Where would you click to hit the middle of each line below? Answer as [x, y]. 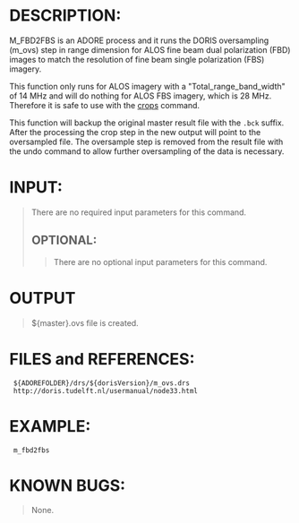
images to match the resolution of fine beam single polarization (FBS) [137, 59]
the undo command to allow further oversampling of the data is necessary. [147, 151]
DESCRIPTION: [65, 16]
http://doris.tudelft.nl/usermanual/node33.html [106, 390]
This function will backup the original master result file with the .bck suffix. [147, 123]
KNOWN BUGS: [68, 485]
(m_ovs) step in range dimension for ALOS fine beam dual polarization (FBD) [150, 49]
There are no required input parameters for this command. [139, 212]
